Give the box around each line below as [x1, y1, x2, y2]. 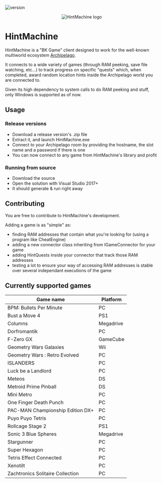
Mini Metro [7, 391, 33, 398]
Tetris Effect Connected [7, 454, 62, 461]
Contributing [5, 200, 45, 208]
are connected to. [5, 77, 41, 83]
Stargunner [7, 438, 33, 445]
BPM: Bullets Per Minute [7, 304, 62, 311]
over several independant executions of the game [12, 267, 112, 273]
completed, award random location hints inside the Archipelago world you [5, 72, 153, 78]
